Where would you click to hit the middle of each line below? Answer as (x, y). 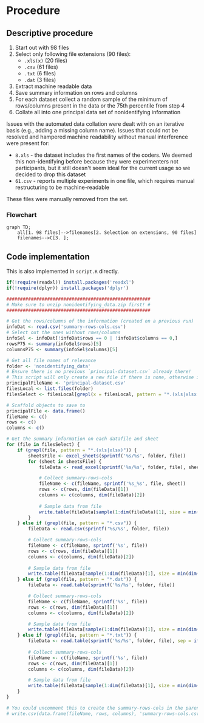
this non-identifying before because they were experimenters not (97, 161)
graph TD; (19, 228)
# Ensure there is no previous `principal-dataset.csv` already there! (99, 372)
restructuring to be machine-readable (62, 187)
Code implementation (48, 257)
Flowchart (22, 214)
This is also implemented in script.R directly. (63, 272)
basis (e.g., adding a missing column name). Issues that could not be (92, 130)
